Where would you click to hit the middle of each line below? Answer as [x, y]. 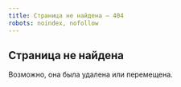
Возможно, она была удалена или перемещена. [90, 75]
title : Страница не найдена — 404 [66, 16]
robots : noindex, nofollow [53, 23]
